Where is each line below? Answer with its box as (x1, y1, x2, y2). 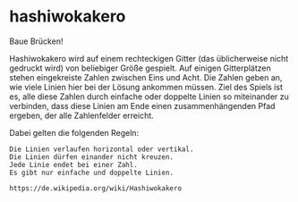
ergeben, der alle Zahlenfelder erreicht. (9, 110, 154, 121)
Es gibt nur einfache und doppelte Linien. (9, 168, 175, 177)
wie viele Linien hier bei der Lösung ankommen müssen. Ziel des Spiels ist (9, 81, 284, 92)
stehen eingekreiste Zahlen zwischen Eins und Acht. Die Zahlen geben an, (9, 72, 283, 82)
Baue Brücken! (9, 36, 64, 46)
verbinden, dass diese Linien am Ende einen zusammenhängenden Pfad (9, 100, 276, 111)
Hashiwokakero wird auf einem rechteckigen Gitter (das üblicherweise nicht (9, 53, 289, 63)
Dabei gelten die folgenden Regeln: (9, 127, 140, 138)
